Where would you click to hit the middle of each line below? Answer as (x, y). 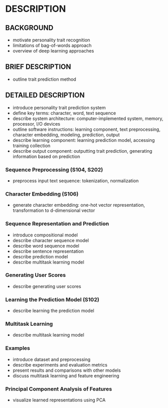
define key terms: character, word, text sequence (64, 113)
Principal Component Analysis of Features (59, 389)
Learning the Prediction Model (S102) (52, 299)
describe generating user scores (47, 286)
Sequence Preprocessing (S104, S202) (54, 170)
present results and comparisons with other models (67, 370)
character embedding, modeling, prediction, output (66, 135)
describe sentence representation (48, 251)
